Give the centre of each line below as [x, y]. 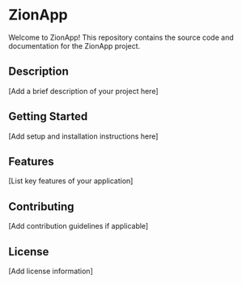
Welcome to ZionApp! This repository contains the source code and [121, 37]
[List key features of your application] [71, 181]
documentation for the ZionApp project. [74, 45]
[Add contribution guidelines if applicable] [79, 226]
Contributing [41, 206]
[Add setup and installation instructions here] [83, 136]
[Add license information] [51, 271]
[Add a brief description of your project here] [84, 91]
